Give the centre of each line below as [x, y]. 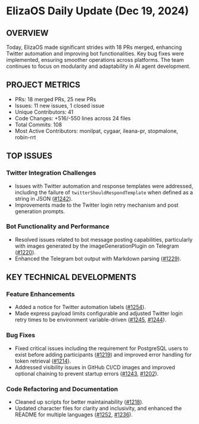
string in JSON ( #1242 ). [43, 198]
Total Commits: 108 [38, 124]
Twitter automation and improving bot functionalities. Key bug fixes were [95, 54]
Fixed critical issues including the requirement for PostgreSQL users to [102, 348]
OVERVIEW [27, 33]
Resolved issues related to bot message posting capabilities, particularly [104, 239]
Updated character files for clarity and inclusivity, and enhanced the [98, 409]
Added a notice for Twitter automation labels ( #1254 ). [80, 307]
